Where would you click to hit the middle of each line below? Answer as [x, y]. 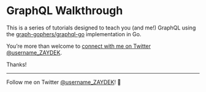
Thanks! [17, 64]
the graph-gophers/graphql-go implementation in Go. [74, 34]
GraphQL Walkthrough [65, 11]
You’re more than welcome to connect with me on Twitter [79, 46]
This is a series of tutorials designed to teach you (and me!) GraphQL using [101, 28]
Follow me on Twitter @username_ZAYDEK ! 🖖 [64, 82]
